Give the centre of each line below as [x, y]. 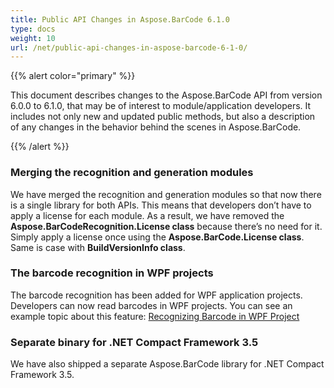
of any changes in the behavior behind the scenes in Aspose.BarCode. [156, 127]
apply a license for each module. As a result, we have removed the [147, 215]
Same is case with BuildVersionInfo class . [98, 247]
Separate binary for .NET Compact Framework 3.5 [134, 342]
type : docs [33, 29]
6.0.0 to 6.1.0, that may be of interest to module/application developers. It [161, 106]
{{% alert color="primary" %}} [73, 76]
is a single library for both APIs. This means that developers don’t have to [161, 205]
